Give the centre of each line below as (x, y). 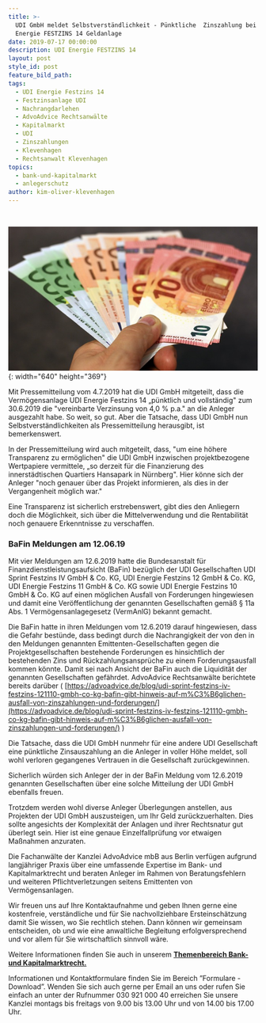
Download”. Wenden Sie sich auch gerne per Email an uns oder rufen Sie (127, 987)
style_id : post (33, 67)
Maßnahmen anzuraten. (47, 841)
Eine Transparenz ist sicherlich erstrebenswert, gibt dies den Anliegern (124, 506)
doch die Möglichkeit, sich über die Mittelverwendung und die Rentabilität (128, 515)
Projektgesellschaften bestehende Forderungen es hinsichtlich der (117, 652)
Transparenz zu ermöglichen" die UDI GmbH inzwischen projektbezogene (129, 457)
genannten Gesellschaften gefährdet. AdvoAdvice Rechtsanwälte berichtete (132, 677)
